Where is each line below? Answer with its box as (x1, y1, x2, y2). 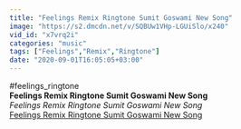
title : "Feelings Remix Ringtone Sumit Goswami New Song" (9, 13, 233, 23)
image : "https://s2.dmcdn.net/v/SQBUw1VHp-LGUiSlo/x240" (9, 22, 229, 31)
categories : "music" (9, 38, 88, 48)
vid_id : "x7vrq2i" (9, 30, 79, 39)
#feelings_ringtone (9, 81, 80, 91)
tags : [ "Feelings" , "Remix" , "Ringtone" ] (9, 47, 160, 56)
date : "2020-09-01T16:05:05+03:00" (9, 55, 144, 64)
